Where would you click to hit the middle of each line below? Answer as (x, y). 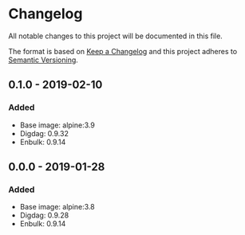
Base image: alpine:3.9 (57, 125)
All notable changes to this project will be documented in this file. (116, 36)
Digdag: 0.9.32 (44, 133)
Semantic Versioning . (43, 60)
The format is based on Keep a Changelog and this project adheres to (123, 51)
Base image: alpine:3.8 (57, 207)
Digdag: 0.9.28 (44, 215)
